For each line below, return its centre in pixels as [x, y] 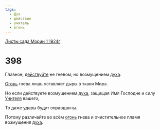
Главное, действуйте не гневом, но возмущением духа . [63, 74]
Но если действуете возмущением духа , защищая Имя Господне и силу [80, 93]
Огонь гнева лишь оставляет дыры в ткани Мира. [56, 84]
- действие [20, 18]
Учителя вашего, [22, 98]
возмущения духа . [24, 122]
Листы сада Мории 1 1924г [33, 41]
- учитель [19, 23]
